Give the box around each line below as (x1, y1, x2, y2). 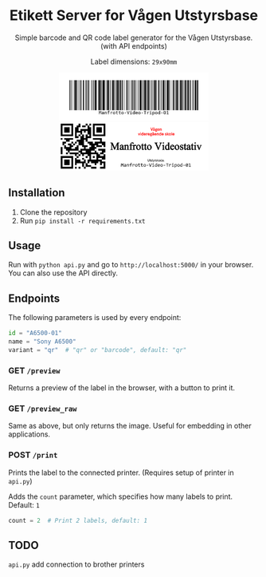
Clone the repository (19, 207, 88, 217)
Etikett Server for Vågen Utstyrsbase (9, 6, 259, 25)
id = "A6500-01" (8, 330, 62, 338)
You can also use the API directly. (8, 268, 118, 278)
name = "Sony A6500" (8, 338, 77, 346)
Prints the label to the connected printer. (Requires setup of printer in (8, 468, 235, 477)
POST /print (8, 449, 58, 460)
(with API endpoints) (100, 41, 167, 50)
